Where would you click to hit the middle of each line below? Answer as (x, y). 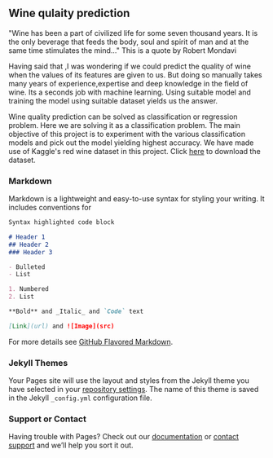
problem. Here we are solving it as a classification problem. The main (124, 125)
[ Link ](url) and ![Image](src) (62, 326)
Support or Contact (48, 419)
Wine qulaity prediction (69, 13)
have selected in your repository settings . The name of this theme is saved (134, 390)
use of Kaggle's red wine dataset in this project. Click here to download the (134, 151)
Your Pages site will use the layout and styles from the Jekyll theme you (129, 381)
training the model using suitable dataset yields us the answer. (113, 100)
